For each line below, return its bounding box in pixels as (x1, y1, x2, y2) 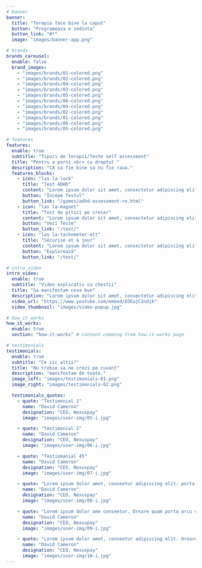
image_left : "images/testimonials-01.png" (11, 376, 120, 382)
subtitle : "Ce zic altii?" (11, 359, 79, 365)
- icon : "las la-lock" (17, 176, 74, 182)
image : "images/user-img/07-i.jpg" (22, 470, 112, 476)
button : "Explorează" (22, 248, 77, 254)
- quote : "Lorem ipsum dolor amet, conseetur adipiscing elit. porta (17, 481, 195, 487)
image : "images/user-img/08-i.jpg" (22, 498, 112, 504)
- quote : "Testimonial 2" (17, 426, 82, 432)
